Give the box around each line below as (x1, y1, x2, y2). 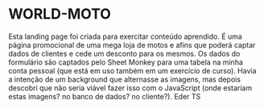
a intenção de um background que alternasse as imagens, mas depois (8, 74, 241, 84)
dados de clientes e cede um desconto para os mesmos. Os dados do (8, 48, 241, 58)
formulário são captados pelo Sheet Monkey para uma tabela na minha (8, 57, 244, 67)
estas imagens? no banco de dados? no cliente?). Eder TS (8, 91, 201, 101)
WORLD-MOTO (8, 5, 111, 23)
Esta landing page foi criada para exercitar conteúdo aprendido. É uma (8, 31, 243, 41)
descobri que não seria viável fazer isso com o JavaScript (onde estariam (8, 82, 252, 93)
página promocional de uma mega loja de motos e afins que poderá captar (8, 40, 256, 49)
